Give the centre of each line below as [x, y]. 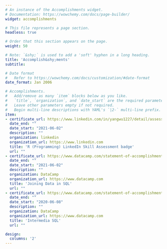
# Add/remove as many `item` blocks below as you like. [66, 96]
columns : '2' [23, 239]
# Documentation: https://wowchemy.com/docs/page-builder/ [68, 14]
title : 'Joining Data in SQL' [41, 184]
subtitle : [15, 64]
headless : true [21, 33]
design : [13, 234]
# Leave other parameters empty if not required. [60, 105]
